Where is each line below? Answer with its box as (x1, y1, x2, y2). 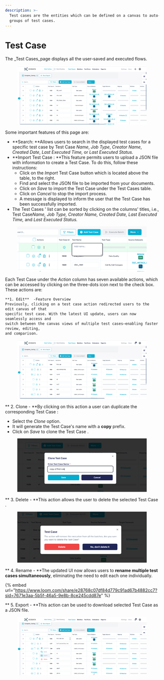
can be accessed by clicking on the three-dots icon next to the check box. (5, 282, 155, 288)
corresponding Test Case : (5, 409, 59, 414)
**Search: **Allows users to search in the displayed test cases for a (12, 139, 151, 145)
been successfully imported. (19, 201, 77, 207)
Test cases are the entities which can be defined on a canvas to (9, 13, 147, 18)
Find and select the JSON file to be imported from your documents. (19, 181, 155, 186)
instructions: (12, 165, 38, 171)
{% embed (5, 582, 27, 588)
